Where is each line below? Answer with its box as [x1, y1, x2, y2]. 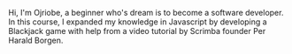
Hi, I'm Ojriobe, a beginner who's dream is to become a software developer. [8, 8, 284, 17]
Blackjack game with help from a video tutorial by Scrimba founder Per [8, 26, 266, 36]
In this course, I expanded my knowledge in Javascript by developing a [8, 17, 267, 27]
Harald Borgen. [8, 35, 64, 45]
